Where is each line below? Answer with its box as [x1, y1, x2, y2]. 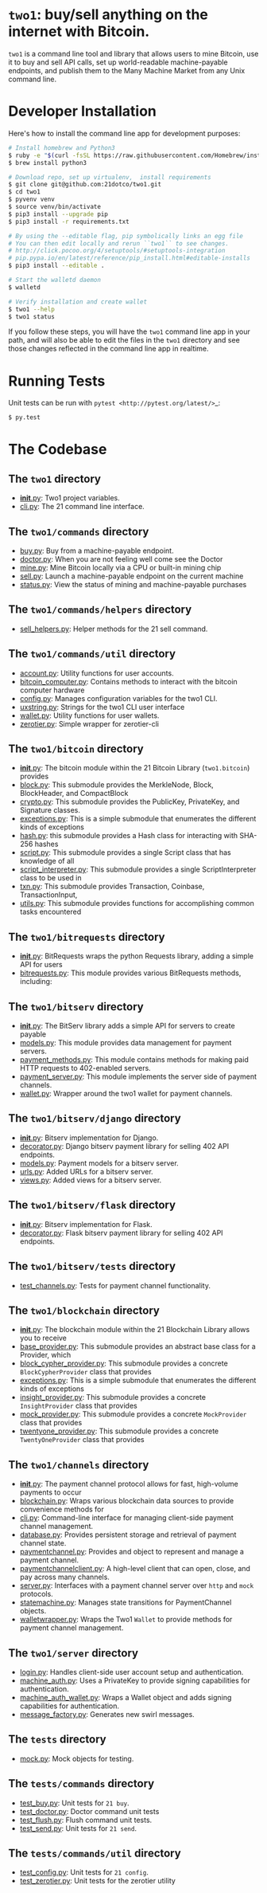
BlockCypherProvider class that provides [19, 1367, 153, 1377]
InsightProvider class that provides [19, 1401, 137, 1411]
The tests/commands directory [8, 1777, 155, 1790]
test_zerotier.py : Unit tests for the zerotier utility [19, 1876, 176, 1886]
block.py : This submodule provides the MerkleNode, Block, [19, 780, 215, 790]
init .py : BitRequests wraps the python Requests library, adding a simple [19, 951, 254, 961]
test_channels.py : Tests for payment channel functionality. [19, 1280, 211, 1290]
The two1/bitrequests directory [8, 930, 165, 943]
